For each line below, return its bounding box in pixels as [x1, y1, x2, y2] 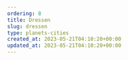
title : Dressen [7, 17, 51, 23]
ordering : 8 [7, 10, 41, 17]
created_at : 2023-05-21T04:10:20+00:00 [7, 36, 122, 43]
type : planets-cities [7, 29, 70, 37]
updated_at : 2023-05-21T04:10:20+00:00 [7, 42, 122, 49]
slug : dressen [7, 23, 48, 30]
